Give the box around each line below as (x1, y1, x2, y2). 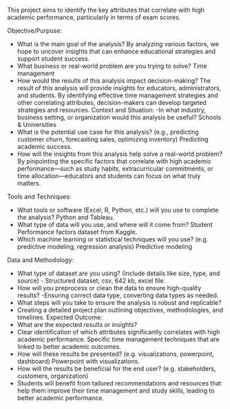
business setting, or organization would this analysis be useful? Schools (17, 113, 222, 121)
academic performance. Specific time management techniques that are (17, 335, 220, 343)
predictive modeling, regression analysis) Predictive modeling (17, 243, 193, 250)
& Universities (17, 121, 57, 128)
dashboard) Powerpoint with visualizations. (17, 357, 140, 365)
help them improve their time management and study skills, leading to (17, 386, 215, 395)
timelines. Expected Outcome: (17, 313, 103, 321)
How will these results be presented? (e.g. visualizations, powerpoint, (17, 350, 215, 358)
